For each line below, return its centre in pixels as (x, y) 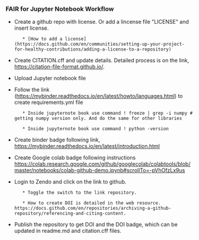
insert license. (31, 28)
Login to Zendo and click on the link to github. (70, 182)
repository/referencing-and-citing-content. (70, 214)
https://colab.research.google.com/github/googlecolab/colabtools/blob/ (102, 164)
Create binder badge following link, (57, 140)
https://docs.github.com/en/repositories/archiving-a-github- (93, 209)
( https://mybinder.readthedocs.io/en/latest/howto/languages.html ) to (98, 96)
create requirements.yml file (49, 102)
